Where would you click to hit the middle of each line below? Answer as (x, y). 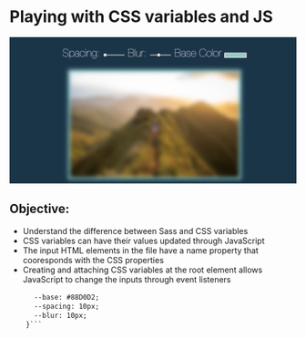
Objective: (40, 209)
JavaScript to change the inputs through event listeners (127, 279)
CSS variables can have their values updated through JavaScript (143, 241)
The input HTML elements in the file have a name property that (141, 250)
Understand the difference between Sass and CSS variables (135, 230)
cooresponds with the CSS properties (93, 260)
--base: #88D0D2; (66, 297)
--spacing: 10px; (66, 306)
